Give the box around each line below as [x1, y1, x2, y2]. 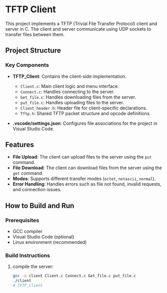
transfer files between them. [5, 31, 65, 37]
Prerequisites [5, 216, 39, 223]
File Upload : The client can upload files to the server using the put [12, 154, 152, 160]
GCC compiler [12, 229, 43, 235]
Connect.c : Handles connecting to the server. [20, 88, 115, 95]
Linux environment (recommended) [12, 239, 87, 245]
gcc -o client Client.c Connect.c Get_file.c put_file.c [12, 274, 136, 279]
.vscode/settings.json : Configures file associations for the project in [12, 120, 158, 126]
